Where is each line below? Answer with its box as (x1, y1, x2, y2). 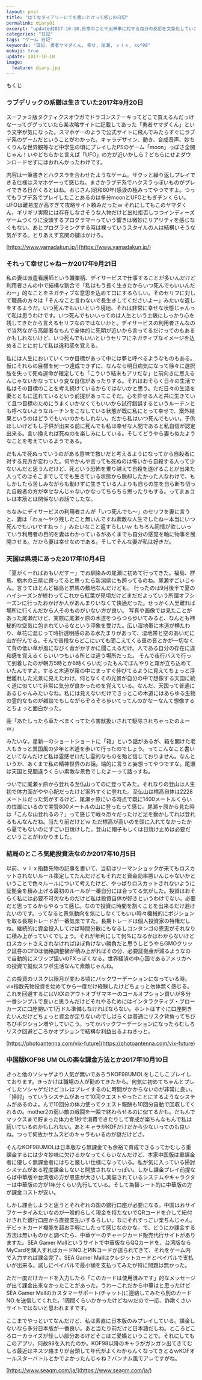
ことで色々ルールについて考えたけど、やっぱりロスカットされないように (16, 879, 195, 887)
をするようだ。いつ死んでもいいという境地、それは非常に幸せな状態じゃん (6, 304, 191, 311)
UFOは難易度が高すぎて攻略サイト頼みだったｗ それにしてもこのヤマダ (6, 201, 182, 208)
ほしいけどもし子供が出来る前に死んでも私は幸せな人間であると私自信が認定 (6, 422, 196, 429)
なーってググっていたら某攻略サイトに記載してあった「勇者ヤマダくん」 (6, 121, 185, 128)
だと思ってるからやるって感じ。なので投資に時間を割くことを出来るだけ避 (6, 902, 191, 909)
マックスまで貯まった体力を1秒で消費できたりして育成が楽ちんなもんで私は (6, 1115, 192, 1123)
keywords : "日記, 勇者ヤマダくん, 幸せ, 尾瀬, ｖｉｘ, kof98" (6, 43, 151, 49)
